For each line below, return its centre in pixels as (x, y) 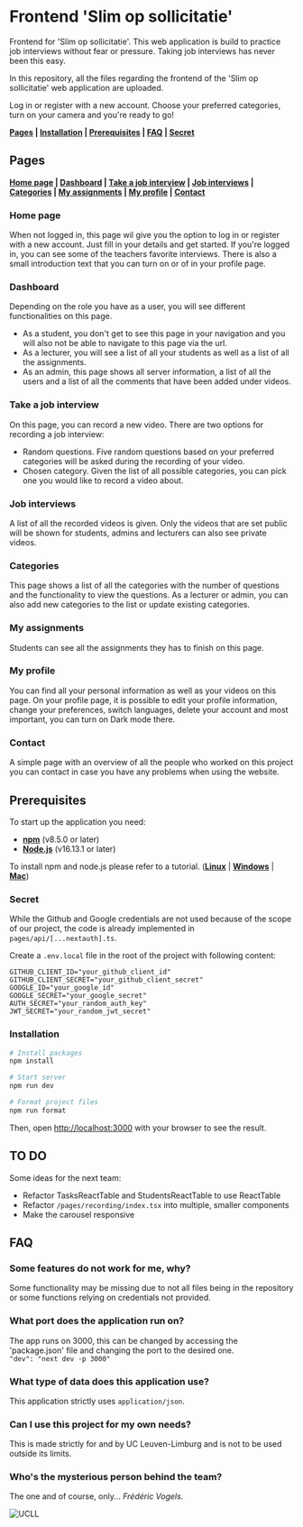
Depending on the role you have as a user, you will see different (128, 306)
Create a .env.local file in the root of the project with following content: (143, 956)
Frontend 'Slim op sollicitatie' (121, 17)
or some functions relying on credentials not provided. (110, 1298)
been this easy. (37, 60)
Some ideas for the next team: (65, 1177)
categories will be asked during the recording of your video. (133, 461)
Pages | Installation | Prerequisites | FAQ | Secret (102, 132)
